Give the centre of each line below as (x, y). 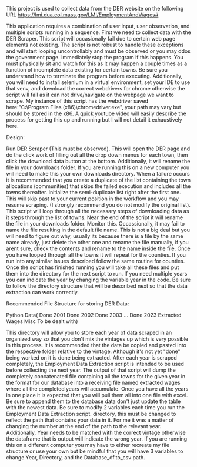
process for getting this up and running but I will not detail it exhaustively (94, 120)
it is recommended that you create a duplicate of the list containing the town (98, 180)
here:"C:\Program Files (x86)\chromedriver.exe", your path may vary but (94, 107)
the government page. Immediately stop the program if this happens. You (95, 57)
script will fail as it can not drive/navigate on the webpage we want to (90, 95)
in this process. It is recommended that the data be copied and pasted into (96, 345)
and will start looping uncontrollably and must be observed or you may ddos (98, 51)
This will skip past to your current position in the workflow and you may (93, 199)
